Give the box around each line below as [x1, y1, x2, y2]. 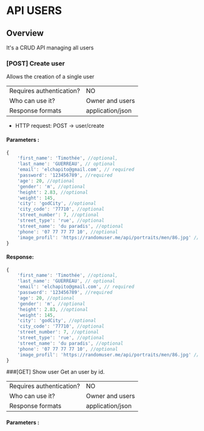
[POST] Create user [6, 59, 65, 68]
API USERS [6, 4, 63, 18]
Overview [6, 28, 44, 38]
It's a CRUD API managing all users [6, 44, 94, 51]
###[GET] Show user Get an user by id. [6, 368, 105, 376]
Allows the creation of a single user [6, 73, 95, 80]
